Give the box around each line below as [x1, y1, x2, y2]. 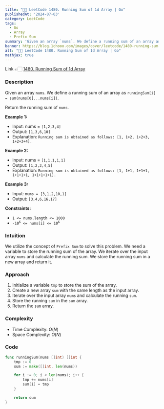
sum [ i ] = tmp [22, 382, 49, 387]
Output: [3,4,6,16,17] [12, 196, 57, 202]
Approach [5, 271, 29, 278]
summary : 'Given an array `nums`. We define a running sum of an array [5, 39, 154, 44]
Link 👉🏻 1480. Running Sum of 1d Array [5, 66, 85, 72]
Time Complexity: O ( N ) [12, 326, 59, 332]
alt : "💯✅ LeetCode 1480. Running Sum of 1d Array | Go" [5, 48, 121, 53]
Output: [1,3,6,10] [12, 128, 51, 135]
